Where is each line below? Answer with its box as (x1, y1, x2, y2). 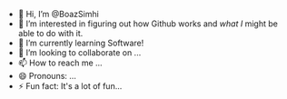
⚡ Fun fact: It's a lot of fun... (17, 81, 123, 91)
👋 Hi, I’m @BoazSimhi (17, 9, 100, 19)
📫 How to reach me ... (17, 57, 103, 68)
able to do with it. (17, 28, 84, 38)
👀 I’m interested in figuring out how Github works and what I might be (17, 18, 279, 29)
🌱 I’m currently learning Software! (17, 37, 144, 48)
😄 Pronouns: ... (17, 71, 77, 81)
